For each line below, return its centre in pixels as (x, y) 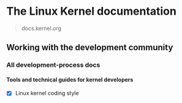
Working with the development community (90, 48)
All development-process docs (53, 65)
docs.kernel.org (41, 28)
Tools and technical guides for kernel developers (70, 79)
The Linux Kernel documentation (91, 11)
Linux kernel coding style (47, 93)
